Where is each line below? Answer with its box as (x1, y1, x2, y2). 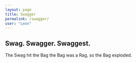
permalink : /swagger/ (5, 16, 49, 21)
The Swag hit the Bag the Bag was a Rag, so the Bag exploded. (5, 52, 132, 58)
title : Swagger (5, 12, 36, 17)
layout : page (5, 7, 32, 12)
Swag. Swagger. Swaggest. (5, 39, 91, 47)
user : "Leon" (5, 21, 32, 26)
